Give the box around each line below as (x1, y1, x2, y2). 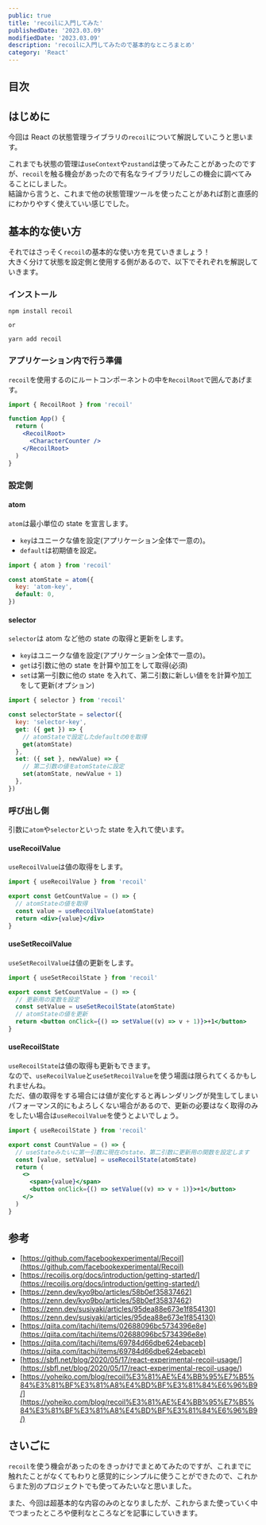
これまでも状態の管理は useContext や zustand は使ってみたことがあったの (8, 159, 243, 169)
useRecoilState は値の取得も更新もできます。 (8, 1061, 155, 1071)
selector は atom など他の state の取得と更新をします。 (8, 634, 188, 643)
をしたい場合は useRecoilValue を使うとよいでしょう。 (8, 1111, 183, 1121)
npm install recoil (8, 307, 73, 315)
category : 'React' (8, 49, 69, 57)
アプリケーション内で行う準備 (8, 355, 122, 366)
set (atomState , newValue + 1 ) (22, 770, 123, 778)
